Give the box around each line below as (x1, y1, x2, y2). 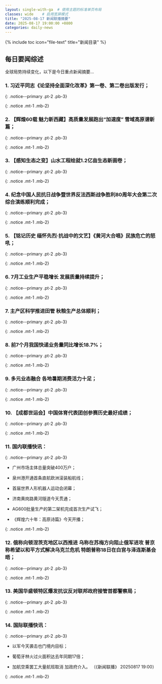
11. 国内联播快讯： (5, 443, 47, 450)
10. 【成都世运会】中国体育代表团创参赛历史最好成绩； (5, 409, 133, 416)
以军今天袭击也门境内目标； (12, 643, 68, 649)
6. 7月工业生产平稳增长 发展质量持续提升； (5, 274, 105, 280)
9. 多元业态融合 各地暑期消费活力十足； (5, 375, 97, 382)
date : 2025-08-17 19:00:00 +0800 (5, 20, 73, 26)
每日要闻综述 (5, 55, 44, 63)
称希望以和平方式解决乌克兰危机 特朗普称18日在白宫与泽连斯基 (5, 547, 151, 553)
